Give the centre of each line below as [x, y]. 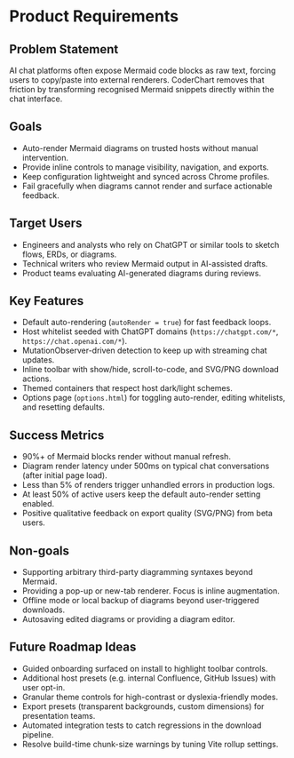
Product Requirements [94, 16]
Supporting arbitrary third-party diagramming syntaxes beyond [137, 572]
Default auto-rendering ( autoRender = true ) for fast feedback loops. [147, 323]
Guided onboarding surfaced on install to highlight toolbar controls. [145, 668]
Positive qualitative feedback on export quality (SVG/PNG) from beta [147, 514]
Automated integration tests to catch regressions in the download [142, 725]
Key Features [47, 301]
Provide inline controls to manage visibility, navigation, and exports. [145, 167]
